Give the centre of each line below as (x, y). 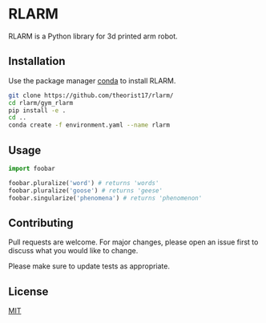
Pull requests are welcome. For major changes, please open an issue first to (133, 242)
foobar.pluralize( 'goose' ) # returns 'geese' (85, 190)
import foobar (32, 168)
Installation (37, 61)
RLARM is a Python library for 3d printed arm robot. (93, 36)
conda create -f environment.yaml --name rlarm (89, 125)
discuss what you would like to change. (73, 251)
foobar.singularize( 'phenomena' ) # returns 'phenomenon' (105, 198)
